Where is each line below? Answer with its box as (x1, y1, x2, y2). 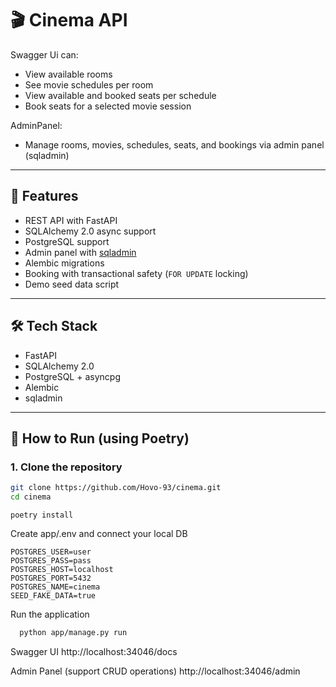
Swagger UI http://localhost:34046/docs (10, 645, 178, 657)
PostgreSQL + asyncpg (24, 370, 121, 382)
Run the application (10, 608, 90, 620)
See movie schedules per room (24, 78, 154, 91)
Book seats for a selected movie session (24, 100, 192, 112)
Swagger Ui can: (10, 48, 79, 61)
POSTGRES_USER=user (10, 547, 92, 557)
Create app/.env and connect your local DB (10, 528, 188, 539)
